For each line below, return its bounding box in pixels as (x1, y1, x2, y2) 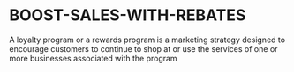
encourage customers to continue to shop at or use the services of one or (9, 43, 278, 54)
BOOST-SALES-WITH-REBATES (9, 5, 246, 25)
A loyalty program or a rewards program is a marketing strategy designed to (9, 34, 285, 45)
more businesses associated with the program (9, 53, 178, 63)
